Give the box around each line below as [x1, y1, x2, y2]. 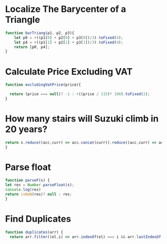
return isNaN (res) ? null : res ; [5, 192, 72, 197]
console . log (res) [5, 187, 41, 192]
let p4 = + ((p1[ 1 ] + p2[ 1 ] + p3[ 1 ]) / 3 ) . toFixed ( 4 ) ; [14, 40, 123, 45]
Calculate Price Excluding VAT [5, 66, 133, 77]
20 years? [5, 123, 48, 135]
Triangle [5, 14, 40, 25]
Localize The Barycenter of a [5, 3, 126, 15]
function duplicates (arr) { [5, 230, 64, 235]
